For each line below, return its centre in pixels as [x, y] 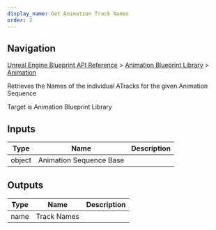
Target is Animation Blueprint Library [60, 107]
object [21, 160]
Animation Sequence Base [81, 160]
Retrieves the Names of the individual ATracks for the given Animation [108, 86]
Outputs [25, 185]
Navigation [31, 48]
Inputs [22, 129]
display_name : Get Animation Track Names [68, 14]
